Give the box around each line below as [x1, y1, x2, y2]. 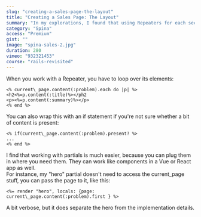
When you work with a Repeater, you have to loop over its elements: [6, 75, 174, 82]
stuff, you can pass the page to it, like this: [6, 176, 111, 184]
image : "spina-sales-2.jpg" [6, 42, 77, 48]
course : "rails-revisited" [6, 58, 74, 64]
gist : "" [6, 36, 28, 42]
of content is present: [6, 119, 59, 126]
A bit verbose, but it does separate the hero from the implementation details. [6, 204, 194, 211]
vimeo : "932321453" [6, 53, 55, 59]
